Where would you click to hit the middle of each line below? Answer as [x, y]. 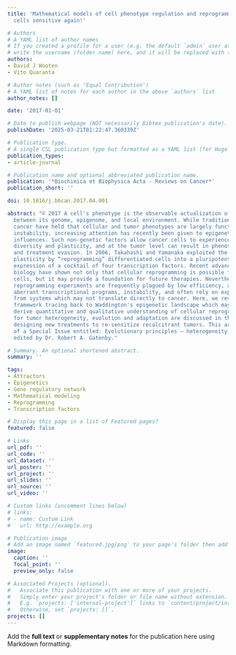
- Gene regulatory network [47, 389]
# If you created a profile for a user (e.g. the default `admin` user [114, 46]
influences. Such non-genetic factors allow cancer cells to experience [122, 240]
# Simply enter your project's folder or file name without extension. [118, 597]
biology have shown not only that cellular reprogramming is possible [119, 272]
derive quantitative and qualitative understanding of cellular [110, 312]
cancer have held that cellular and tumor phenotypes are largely [113, 227]
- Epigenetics [28, 383]
